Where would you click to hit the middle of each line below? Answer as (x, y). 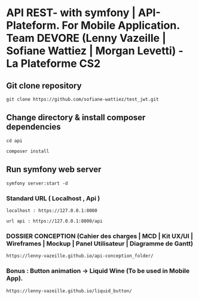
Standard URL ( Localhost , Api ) (53, 198)
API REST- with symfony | (71, 13)
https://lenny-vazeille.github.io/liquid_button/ (69, 291)
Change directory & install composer (76, 117)
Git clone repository (44, 86)
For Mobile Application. (121, 25)
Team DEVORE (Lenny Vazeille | (86, 38)
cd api (14, 140)
